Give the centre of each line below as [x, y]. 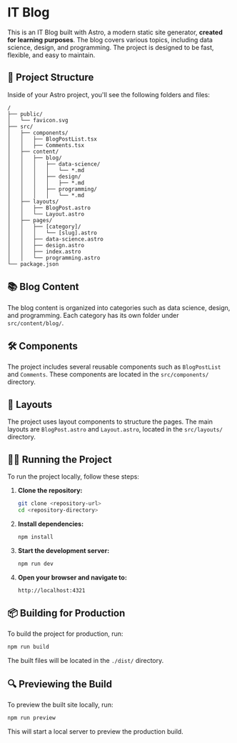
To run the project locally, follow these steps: [73, 477]
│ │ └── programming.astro [54, 258]
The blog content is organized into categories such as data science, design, [119, 307]
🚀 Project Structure [51, 78]
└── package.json [33, 264]
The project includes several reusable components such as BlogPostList [114, 367]
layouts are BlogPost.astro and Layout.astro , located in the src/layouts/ [115, 429]
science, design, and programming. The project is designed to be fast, [111, 47]
